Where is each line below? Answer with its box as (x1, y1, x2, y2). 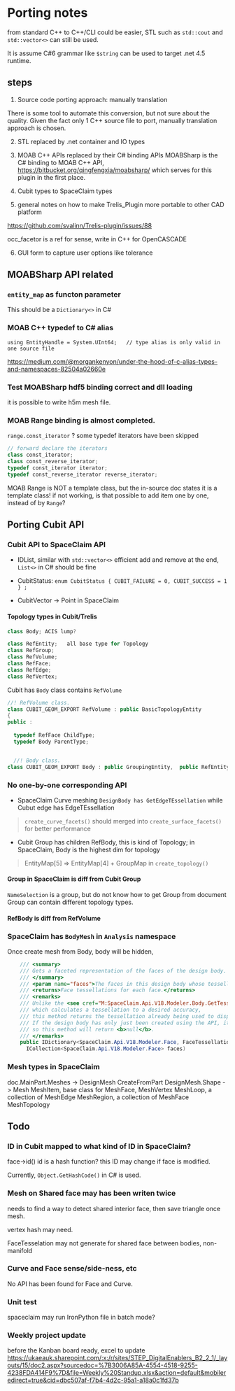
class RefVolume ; (7, 654, 58, 661)
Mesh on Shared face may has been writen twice (7, 1188, 176, 1198)
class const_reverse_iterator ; (7, 458, 99, 465)
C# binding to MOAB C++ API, (17, 158, 105, 167)
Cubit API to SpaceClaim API (7, 540, 106, 550)
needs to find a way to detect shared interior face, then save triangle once (7, 1204, 221, 1213)
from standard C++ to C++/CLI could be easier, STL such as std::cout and (7, 28, 223, 36)
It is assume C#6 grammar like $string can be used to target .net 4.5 (7, 49, 206, 57)
